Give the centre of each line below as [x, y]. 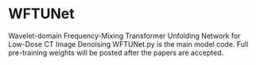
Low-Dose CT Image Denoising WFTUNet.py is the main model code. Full [128, 44]
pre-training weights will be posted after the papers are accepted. [116, 52]
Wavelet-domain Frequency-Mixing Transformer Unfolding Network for [124, 36]
